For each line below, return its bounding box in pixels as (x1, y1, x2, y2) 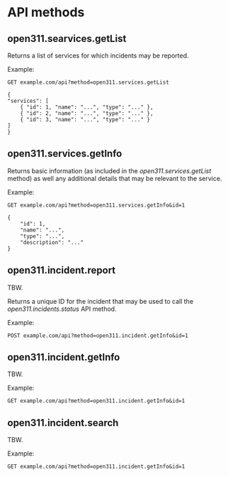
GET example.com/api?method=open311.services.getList (7, 79, 170, 86)
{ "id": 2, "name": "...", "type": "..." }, (20, 110, 154, 117)
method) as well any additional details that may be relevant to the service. (7, 174, 222, 182)
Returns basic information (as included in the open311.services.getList (7, 166, 212, 175)
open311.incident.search (7, 417, 119, 429)
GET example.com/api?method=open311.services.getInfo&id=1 (7, 202, 186, 209)
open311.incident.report (7, 264, 116, 277)
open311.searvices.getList (7, 33, 127, 45)
